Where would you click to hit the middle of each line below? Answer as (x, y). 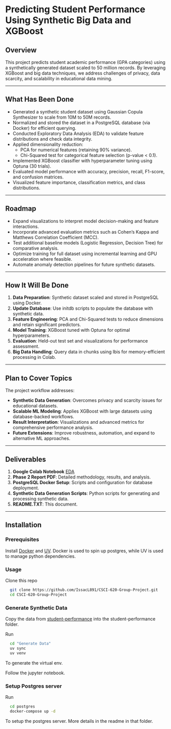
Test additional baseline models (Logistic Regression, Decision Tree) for (88, 243)
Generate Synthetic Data (36, 608)
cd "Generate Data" (31, 644)
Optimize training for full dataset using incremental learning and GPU (85, 254)
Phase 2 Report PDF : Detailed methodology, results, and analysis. (82, 477)
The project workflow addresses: (40, 391)
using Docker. (27, 303)
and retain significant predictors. (47, 325)
